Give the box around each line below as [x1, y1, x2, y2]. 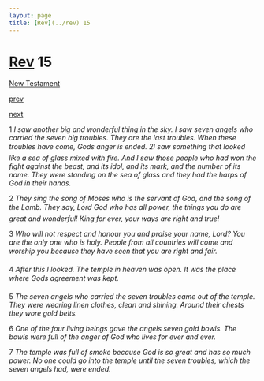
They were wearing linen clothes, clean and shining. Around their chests [9, 301, 244, 310]
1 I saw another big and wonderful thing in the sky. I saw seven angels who [9, 125, 254, 134]
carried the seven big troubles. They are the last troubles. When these [9, 133, 237, 143]
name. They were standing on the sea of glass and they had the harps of [9, 170, 247, 180]
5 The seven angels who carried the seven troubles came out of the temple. [9, 292, 255, 301]
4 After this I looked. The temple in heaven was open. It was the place [9, 265, 236, 275]
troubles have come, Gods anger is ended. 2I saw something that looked [9, 142, 246, 151]
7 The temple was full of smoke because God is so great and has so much [9, 348, 251, 357]
